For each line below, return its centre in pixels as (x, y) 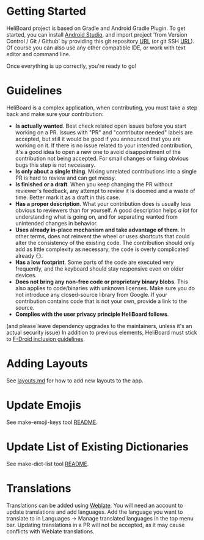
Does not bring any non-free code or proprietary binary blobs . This (101, 282)
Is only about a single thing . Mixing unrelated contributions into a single (106, 171)
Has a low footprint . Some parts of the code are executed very (94, 262)
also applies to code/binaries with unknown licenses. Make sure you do (105, 288)
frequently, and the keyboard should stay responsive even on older (100, 268)
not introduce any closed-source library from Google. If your (91, 294)
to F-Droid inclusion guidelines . (46, 339)
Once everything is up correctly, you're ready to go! (71, 66)
